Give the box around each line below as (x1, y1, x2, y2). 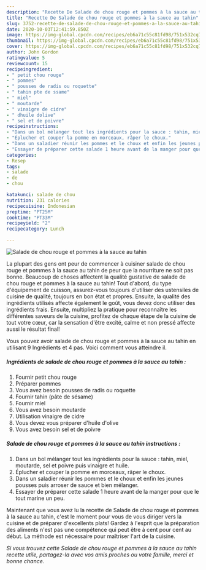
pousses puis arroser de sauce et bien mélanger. (15, 481, 139, 489)
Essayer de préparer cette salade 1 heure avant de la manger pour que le (15, 488, 199, 495)
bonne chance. (6, 557, 45, 564)
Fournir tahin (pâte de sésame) (15, 393, 93, 400)
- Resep (6, 157, 26, 164)
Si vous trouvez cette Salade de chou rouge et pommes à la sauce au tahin (6, 544, 197, 552)
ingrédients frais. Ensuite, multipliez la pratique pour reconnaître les (6, 306, 177, 313)
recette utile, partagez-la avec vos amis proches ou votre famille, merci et (6, 551, 194, 558)
